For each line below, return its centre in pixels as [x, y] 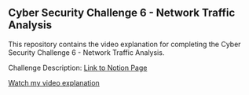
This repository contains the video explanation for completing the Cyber [124, 44]
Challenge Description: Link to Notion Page [78, 68]
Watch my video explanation [54, 82]
